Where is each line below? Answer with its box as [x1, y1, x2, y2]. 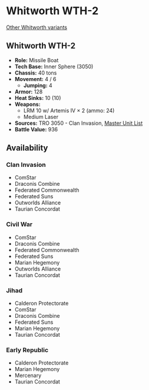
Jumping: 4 [23, 82, 53, 89]
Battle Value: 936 [14, 125, 58, 133]
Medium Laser [23, 113, 59, 120]
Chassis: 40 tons [14, 69, 57, 76]
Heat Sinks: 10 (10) [14, 94, 61, 101]
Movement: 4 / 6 [14, 75, 57, 82]
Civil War [6, 220, 33, 228]
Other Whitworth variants [6, 24, 68, 31]
